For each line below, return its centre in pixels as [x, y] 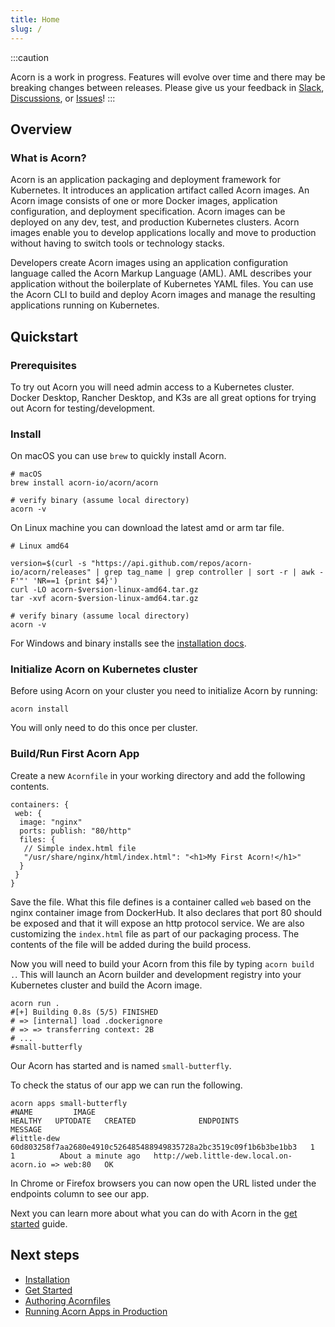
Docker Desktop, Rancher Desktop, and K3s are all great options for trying [163, 397]
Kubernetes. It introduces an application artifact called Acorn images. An [160, 190]
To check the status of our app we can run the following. [126, 1085]
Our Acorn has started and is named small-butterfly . [121, 1065]
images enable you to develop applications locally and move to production [163, 233]
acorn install [40, 709]
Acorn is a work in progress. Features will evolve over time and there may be [168, 77]
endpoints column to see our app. [80, 1193]
